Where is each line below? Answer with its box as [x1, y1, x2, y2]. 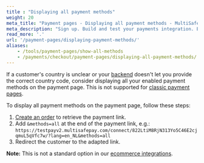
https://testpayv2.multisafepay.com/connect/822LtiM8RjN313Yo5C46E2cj [15, 127, 198, 133]
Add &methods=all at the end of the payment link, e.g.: [15, 119, 151, 127]
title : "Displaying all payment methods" [6, 8, 115, 15]
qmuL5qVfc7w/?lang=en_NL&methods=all [15, 133, 111, 139]
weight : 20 [6, 15, 34, 21]
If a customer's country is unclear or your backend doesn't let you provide [6, 70, 192, 78]
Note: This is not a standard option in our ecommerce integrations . [6, 150, 173, 157]
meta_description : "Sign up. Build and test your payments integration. [6, 25, 194, 32]
